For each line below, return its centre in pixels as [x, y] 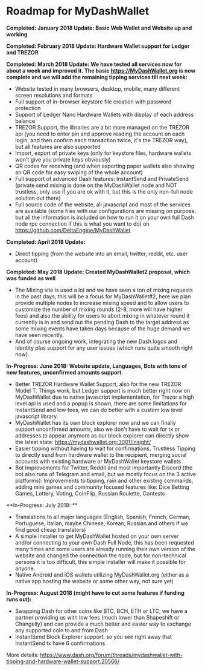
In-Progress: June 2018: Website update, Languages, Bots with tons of [97, 366]
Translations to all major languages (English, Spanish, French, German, [103, 517]
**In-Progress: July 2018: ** [42, 505]
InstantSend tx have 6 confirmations [60, 643]
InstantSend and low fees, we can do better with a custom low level [99, 410]
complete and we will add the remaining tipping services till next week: [97, 77]
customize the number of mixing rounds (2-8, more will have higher [99, 309]
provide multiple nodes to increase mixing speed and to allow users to [102, 303]
